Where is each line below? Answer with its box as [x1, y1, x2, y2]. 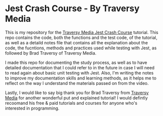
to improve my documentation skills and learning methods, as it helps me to [5, 75, 157, 81]
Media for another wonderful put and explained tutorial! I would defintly [5, 95, 148, 100]
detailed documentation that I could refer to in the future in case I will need [5, 64, 155, 71]
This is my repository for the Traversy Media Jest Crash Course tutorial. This [5, 29, 159, 35]
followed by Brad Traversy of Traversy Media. [5, 50, 96, 56]
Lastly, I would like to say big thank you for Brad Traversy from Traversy [5, 90, 149, 96]
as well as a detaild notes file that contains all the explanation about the [5, 39, 148, 45]
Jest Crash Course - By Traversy [5, 3, 140, 14]
